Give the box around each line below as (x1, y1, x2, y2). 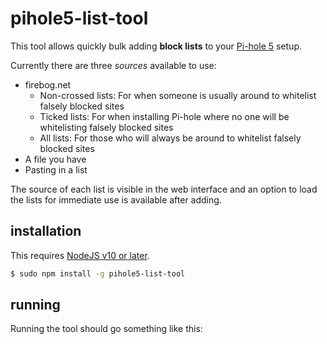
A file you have (24, 153, 87, 165)
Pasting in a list (24, 163, 88, 176)
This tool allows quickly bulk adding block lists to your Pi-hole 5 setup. (10, 40, 302, 52)
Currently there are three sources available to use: (10, 59, 217, 71)
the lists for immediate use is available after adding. (10, 193, 222, 206)
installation (10, 223, 82, 240)
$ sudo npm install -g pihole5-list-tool (10, 268, 186, 279)
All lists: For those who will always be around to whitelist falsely (39, 132, 302, 144)
